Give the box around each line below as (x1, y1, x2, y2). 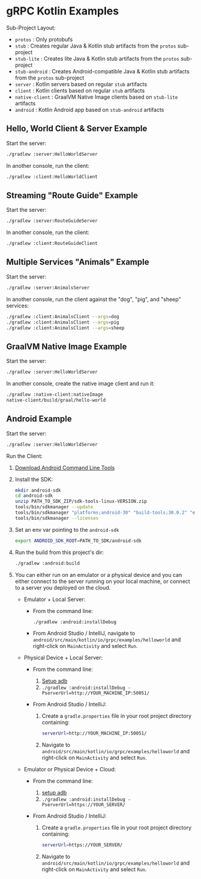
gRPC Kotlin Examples (6, 4, 119, 18)
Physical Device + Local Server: (23, 654, 103, 661)
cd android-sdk (14, 493, 53, 499)
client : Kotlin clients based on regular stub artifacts (14, 87, 145, 94)
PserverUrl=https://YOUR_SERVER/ (41, 802, 126, 808)
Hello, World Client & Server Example (6, 123, 148, 134)
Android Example (6, 414, 72, 424)
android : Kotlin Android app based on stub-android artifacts (14, 106, 164, 113)
